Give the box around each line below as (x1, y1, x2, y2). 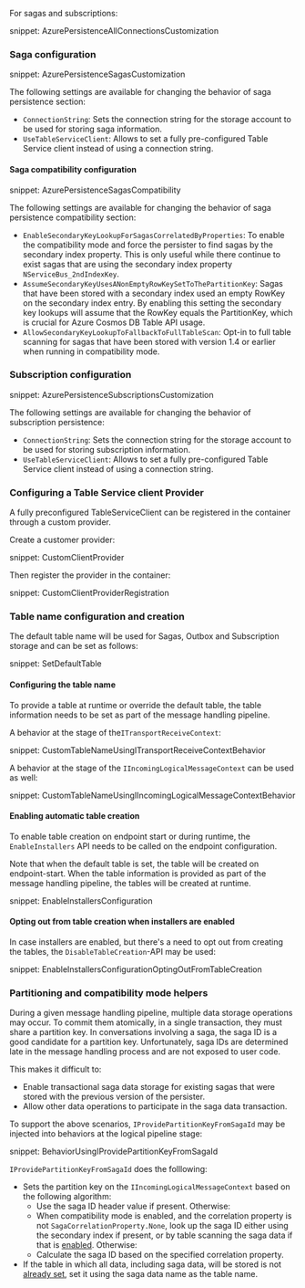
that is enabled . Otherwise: (36, 1240, 138, 1251)
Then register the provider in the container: (9, 570, 171, 581)
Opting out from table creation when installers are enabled (9, 916, 235, 927)
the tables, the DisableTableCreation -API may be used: (9, 947, 217, 957)
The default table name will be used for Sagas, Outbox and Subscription (9, 631, 280, 642)
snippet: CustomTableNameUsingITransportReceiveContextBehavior (9, 744, 266, 756)
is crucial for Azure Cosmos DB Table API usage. (22, 317, 206, 328)
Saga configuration (9, 47, 97, 60)
